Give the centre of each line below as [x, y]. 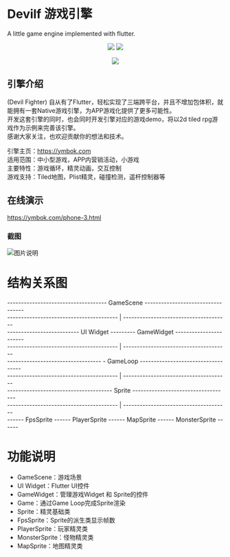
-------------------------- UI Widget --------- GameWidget [90, 331]
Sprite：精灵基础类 [44, 511]
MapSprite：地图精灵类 [50, 546]
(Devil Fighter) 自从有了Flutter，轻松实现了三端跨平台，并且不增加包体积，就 [115, 102]
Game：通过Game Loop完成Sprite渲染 [71, 503]
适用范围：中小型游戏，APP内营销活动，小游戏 [73, 160]
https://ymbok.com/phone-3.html [54, 217]
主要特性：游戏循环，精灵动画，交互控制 [64, 168]
